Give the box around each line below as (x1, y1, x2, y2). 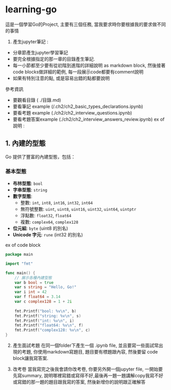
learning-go (5, 4, 57, 15)
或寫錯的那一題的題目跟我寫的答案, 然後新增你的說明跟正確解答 (12, 379, 146, 385)
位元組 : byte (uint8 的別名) (12, 225, 68, 231)
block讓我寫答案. (12, 355, 49, 361)
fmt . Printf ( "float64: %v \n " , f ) (14, 323, 83, 328)
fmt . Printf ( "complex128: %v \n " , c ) (14, 327, 91, 333)
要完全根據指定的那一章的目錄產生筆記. (12, 55, 95, 62)
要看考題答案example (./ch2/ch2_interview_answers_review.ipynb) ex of (12, 116, 165, 122)
